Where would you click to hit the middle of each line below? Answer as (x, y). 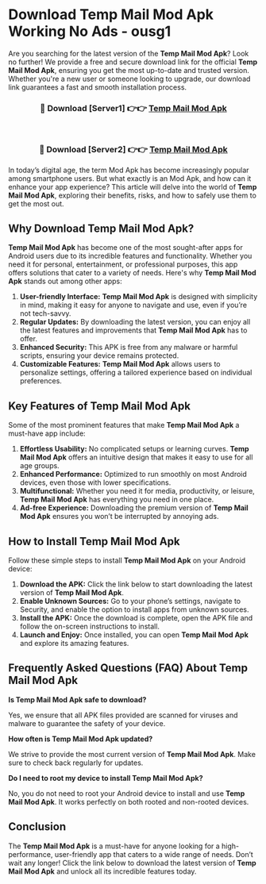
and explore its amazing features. (74, 643)
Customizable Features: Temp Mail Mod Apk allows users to (120, 364)
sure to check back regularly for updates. (76, 763)
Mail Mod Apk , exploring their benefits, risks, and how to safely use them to (132, 195)
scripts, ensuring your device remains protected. (99, 356)
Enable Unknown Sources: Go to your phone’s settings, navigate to (130, 601)
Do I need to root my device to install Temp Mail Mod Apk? (106, 778)
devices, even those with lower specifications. (95, 482)
